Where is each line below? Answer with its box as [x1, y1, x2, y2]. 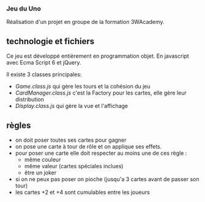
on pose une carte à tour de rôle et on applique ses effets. [15, 142, 162, 150]
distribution [15, 96, 45, 103]
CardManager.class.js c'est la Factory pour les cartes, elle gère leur [15, 89, 187, 96]
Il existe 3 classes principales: [6, 71, 82, 78]
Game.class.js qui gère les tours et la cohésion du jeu [15, 83, 151, 90]
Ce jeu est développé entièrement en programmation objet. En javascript [6, 52, 190, 60]
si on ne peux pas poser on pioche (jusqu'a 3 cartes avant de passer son [15, 175, 200, 182]
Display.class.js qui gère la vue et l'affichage [15, 103, 129, 110]
